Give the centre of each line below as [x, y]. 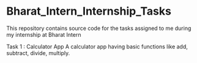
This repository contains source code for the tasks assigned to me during [99, 28]
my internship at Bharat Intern [44, 34]
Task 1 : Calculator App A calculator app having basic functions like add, [97, 46]
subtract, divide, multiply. [38, 53]
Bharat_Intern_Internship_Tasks [89, 11]
